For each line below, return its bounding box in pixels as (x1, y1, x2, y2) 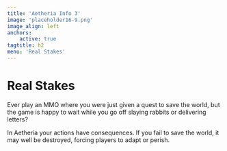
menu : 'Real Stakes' (7, 49, 66, 56)
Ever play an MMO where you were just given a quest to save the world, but (7, 100, 220, 108)
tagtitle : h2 (7, 42, 44, 49)
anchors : (7, 29, 32, 36)
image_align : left (7, 23, 59, 30)
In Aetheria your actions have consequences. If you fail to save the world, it (7, 128, 219, 137)
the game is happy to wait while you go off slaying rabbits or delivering (7, 108, 206, 116)
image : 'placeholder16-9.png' (7, 16, 94, 23)
